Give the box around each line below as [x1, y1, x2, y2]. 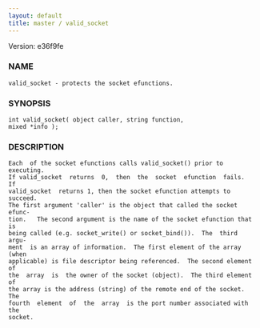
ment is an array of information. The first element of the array [8, 243, 242, 252]
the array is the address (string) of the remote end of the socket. [8, 286, 246, 294]
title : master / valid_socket [8, 19, 110, 27]
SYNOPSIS [8, 98, 51, 109]
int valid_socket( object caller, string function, [8, 116, 184, 124]
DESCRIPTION [8, 142, 65, 153]
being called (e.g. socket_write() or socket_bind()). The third [8, 230, 238, 238]
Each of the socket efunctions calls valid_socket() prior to [8, 159, 224, 168]
